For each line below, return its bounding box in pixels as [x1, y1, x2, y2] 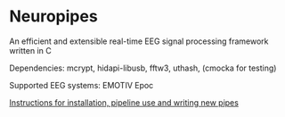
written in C [9, 45, 52, 55]
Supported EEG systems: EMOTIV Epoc [9, 79, 154, 90]
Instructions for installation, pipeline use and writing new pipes [9, 96, 239, 108]
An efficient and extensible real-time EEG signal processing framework [9, 36, 269, 46]
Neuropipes [9, 6, 98, 27]
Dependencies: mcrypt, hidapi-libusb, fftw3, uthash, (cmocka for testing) [9, 63, 277, 73]
